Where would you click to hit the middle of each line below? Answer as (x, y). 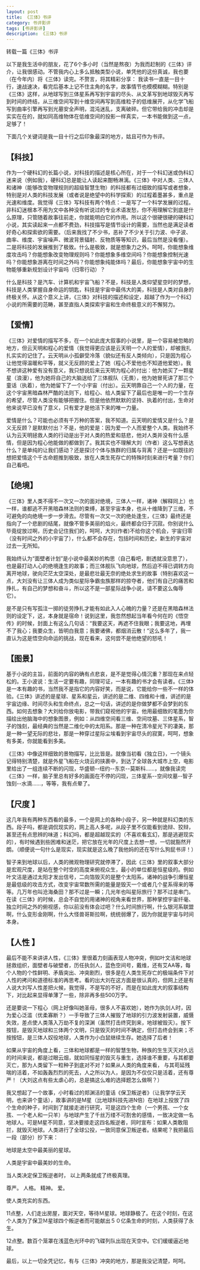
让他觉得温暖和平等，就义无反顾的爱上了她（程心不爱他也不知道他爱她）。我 (99, 363)
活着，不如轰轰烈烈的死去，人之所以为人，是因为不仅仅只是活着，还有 (102, 1072)
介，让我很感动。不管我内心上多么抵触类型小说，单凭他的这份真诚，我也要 (97, 72)
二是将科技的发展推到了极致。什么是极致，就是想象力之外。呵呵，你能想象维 (100, 247)
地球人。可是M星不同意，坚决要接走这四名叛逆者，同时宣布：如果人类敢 (95, 1122)
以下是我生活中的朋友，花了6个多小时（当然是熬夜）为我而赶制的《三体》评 (99, 64)
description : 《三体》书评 (37, 34)
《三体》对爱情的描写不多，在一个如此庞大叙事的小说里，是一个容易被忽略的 (100, 340)
